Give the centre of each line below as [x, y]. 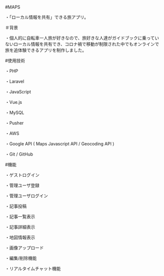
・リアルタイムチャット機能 [33, 268]
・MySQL [15, 113]
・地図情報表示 [20, 237]
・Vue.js [13, 102]
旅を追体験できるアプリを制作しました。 [46, 50]
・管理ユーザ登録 [22, 185]
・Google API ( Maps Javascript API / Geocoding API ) [60, 144]
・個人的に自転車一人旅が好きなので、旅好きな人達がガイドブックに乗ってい [82, 38]
